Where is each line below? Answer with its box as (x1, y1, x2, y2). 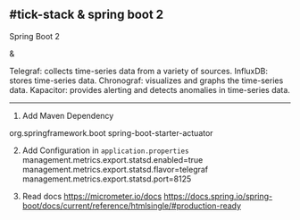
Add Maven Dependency (21, 110, 114, 121)
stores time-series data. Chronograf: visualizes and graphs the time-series (9, 75, 284, 86)
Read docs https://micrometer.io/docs (21, 190, 162, 201)
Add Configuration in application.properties (21, 145, 189, 156)
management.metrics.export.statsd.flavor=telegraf (21, 164, 209, 174)
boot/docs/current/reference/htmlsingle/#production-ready (21, 200, 242, 211)
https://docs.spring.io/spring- (163, 190, 273, 201)
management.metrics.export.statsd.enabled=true (21, 154, 204, 165)
